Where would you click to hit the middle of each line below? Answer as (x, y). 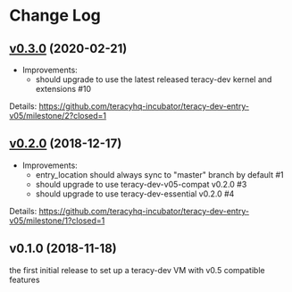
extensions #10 (63, 89)
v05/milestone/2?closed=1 (58, 116)
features (25, 279)
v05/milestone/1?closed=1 (57, 221)
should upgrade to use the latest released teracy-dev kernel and (154, 79)
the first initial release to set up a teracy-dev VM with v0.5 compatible (137, 270)
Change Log (55, 16)
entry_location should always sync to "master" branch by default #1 (159, 174)
